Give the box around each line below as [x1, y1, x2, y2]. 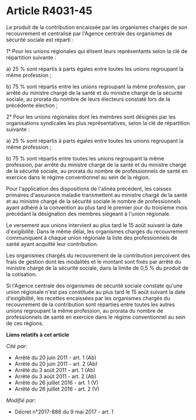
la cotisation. [6, 270, 37, 278]
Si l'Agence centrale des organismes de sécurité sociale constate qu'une [6, 282, 183, 289]
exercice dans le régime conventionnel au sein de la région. [6, 173, 150, 181]
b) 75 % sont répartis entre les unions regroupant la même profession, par [6, 83, 186, 90]
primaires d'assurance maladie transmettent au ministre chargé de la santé [6, 191, 188, 198]
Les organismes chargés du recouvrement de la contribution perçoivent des [6, 252, 190, 259]
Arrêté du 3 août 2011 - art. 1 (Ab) [14, 366, 96, 373]
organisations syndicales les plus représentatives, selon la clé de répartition [6, 119, 190, 126]
